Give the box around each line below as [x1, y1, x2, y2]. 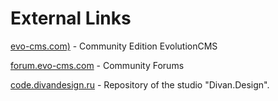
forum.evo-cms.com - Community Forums [10, 59, 185, 71]
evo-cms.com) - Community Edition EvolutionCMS [10, 40, 218, 52]
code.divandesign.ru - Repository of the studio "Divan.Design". [10, 78, 270, 91]
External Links [10, 7, 132, 30]
